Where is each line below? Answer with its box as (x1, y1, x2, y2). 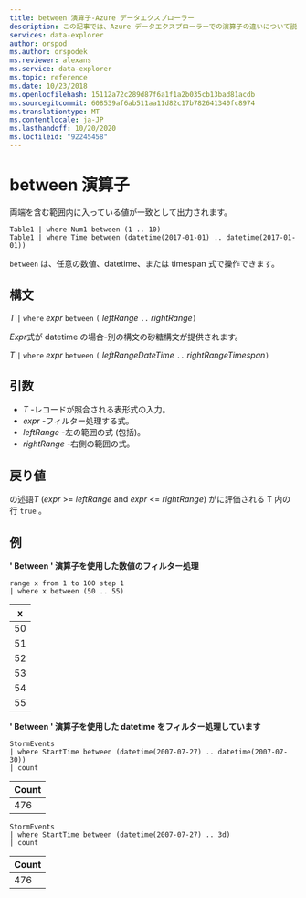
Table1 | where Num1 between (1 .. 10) (9, 225, 162, 234)
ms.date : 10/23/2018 (9, 81, 89, 91)
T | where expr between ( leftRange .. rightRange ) (9, 312, 197, 323)
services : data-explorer (9, 30, 104, 39)
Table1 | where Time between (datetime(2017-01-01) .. (9, 232, 223, 242)
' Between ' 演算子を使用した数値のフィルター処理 (9, 561, 199, 572)
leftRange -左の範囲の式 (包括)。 (22, 427, 146, 438)
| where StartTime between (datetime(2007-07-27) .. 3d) (9, 830, 231, 839)
